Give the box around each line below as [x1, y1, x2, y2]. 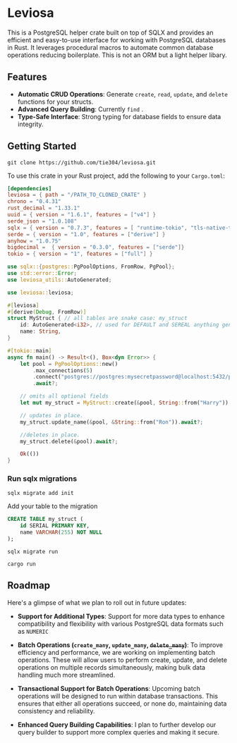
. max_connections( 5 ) [32, 367, 93, 374]
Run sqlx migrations [7, 474, 78, 484]
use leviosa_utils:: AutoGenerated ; [7, 276, 112, 283]
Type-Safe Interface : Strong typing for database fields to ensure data [17, 112, 221, 121]
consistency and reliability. [17, 706, 95, 715]
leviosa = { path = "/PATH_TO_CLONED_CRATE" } [7, 192, 147, 199]
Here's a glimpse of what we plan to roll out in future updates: [7, 598, 187, 607]
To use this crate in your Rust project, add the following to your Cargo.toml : [7, 171, 226, 180]
